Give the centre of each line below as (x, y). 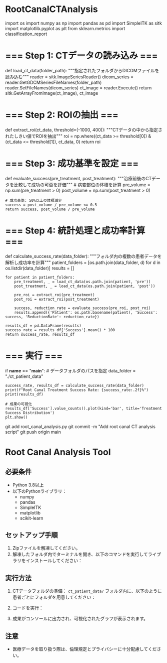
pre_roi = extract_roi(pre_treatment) (54, 295)
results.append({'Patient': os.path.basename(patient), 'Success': (86, 312)
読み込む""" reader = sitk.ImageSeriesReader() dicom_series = (69, 77)
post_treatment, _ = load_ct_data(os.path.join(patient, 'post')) (85, 286)
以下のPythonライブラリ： (39, 491)
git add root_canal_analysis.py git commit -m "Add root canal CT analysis (80, 426)
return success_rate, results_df (40, 334)
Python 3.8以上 (28, 485)
